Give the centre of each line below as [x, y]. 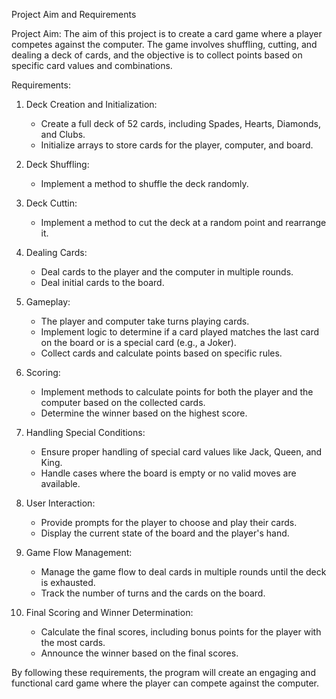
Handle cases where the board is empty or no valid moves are [168, 473]
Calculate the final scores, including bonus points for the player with [181, 632]
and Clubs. [63, 134]
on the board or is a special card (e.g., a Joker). [138, 342]
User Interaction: [60, 503]
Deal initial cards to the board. [102, 282]
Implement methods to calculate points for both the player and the [177, 392]
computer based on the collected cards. [123, 402]
